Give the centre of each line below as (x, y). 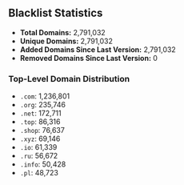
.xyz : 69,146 (40, 139)
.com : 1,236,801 (45, 96)
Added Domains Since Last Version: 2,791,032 (98, 49)
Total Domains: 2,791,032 (62, 32)
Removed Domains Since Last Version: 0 (89, 58)
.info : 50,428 (43, 164)
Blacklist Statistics (56, 13)
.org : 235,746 (43, 105)
